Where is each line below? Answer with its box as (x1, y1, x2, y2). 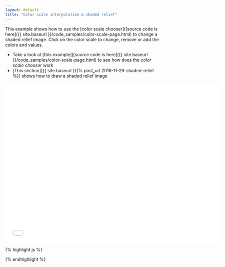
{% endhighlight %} (5, 256, 46, 262)
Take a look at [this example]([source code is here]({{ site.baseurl (12, 51, 148, 58)
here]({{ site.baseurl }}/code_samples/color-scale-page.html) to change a (5, 31, 157, 37)
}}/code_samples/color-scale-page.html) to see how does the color (12, 57, 151, 63)
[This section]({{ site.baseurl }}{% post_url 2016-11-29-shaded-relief (12, 67, 154, 73)
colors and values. (5, 42, 43, 48)
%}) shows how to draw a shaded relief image (12, 73, 107, 79)
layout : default (5, 7, 39, 13)
